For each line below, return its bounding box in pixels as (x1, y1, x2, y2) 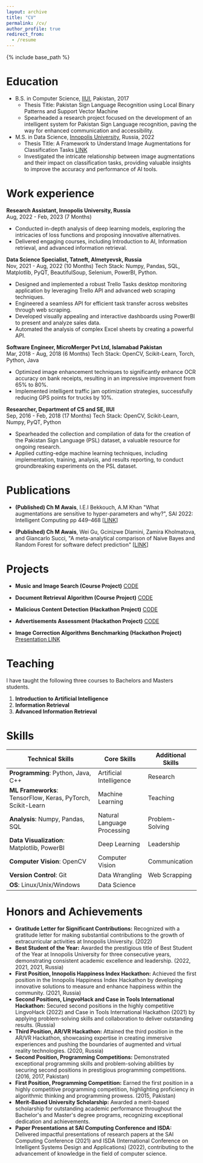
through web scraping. (14, 306, 72, 313)
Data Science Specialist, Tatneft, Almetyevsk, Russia (6, 255, 142, 263)
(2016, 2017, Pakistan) (14, 1072, 69, 1080)
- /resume (11, 37, 36, 43)
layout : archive (6, 8, 47, 15)
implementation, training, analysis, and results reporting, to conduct (14, 456, 184, 463)
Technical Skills (27, 755, 74, 763)
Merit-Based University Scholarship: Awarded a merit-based (14, 1098, 169, 1106)
